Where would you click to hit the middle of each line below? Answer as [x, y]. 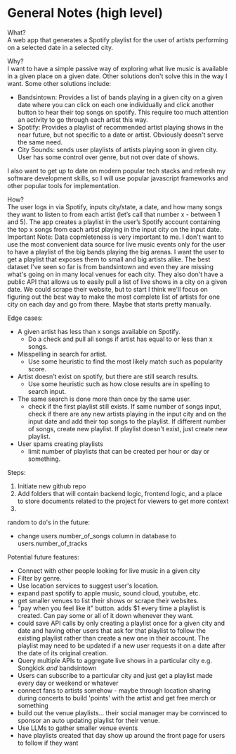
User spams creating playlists [60, 444]
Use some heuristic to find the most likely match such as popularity [125, 361]
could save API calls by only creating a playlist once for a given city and [121, 623]
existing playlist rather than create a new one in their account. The [113, 638]
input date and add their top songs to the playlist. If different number [127, 421]
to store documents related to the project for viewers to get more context [123, 501]
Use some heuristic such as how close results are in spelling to [119, 384]
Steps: [17, 472]
